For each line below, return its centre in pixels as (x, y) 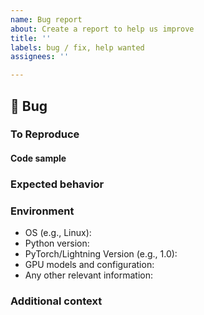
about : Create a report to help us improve (102, 29)
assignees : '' (40, 57)
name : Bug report (46, 19)
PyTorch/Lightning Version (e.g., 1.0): (101, 254)
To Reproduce (45, 134)
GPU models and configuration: (89, 265)
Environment (42, 211)
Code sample (38, 158)
